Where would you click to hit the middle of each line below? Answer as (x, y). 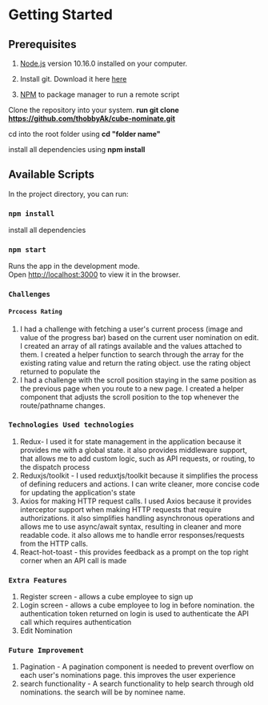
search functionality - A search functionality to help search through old (137, 684)
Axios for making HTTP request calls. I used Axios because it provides (136, 501)
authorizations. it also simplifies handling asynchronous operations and (137, 518)
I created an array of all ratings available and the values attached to (131, 346)
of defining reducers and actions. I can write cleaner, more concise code (140, 484)
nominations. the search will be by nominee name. (102, 692)
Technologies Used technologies (71, 425)
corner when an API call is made (73, 560)
